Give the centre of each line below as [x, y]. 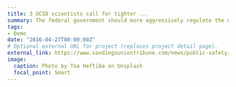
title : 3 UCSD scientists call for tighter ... [78, 14]
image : [17, 60]
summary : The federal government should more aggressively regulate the [116, 20]
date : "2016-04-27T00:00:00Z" [52, 40]
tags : [15, 27]
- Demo [17, 33]
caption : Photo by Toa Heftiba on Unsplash [78, 66]
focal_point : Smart [42, 72]
